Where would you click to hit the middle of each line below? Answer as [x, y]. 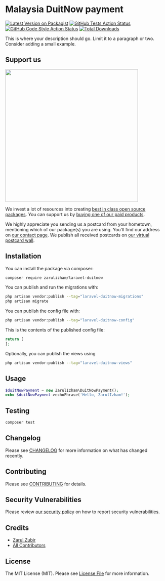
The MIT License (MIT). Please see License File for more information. [77, 573]
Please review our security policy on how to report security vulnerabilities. [82, 512]
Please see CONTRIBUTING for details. [46, 484]
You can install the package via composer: [49, 268]
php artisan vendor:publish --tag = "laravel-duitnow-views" [69, 363]
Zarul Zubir [24, 540]
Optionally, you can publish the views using [50, 353]
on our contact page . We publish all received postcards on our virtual [77, 235]
